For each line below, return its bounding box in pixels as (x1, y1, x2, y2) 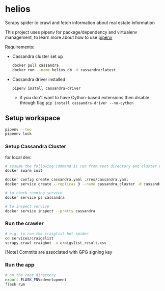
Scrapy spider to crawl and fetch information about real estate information (5, 20, 155, 26)
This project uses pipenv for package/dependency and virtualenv (5, 29, 137, 35)
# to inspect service (5, 204, 50, 209)
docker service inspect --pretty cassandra (5, 209, 96, 213)
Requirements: (5, 44, 34, 50)
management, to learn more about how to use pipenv (5, 34, 112, 40)
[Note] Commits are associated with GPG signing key (5, 249, 112, 255)
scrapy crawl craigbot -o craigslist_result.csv (5, 240, 107, 245)
